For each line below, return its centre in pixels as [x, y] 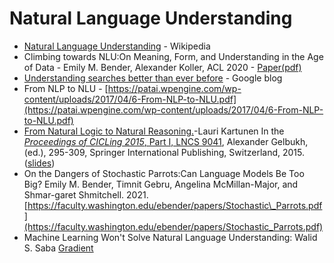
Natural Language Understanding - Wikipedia [117, 46]
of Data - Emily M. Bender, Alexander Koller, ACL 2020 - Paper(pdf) [162, 67]
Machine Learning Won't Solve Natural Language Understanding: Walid [170, 237]
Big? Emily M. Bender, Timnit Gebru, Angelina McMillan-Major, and [161, 184]
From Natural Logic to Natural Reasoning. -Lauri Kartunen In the [154, 131]
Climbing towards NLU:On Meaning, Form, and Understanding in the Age [173, 56]
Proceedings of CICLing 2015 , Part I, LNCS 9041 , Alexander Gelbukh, [166, 141]
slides [39, 163]
